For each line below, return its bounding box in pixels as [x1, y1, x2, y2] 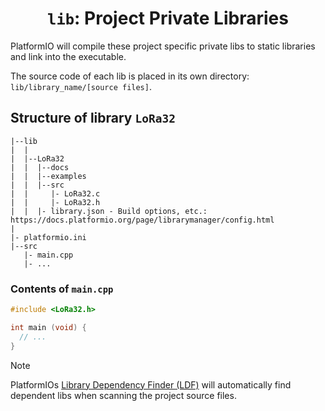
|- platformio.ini [10, 232, 87, 242]
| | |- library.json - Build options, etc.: [10, 206, 208, 216]
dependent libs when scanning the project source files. [10, 389, 237, 401]
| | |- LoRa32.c [10, 188, 101, 199]
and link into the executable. [10, 50, 127, 62]
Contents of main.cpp [10, 282, 114, 296]
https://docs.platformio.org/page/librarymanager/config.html [10, 215, 275, 225]
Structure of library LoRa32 [10, 110, 176, 127]
